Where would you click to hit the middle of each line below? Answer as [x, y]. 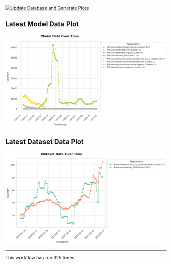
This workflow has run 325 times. [40, 258]
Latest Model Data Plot [42, 24]
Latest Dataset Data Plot [45, 141]
